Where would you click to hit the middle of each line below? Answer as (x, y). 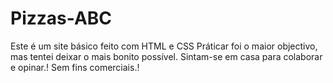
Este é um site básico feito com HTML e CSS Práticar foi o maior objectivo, (164, 46)
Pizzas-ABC (61, 18)
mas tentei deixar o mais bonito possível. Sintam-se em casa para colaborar (166, 56)
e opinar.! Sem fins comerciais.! (75, 67)
